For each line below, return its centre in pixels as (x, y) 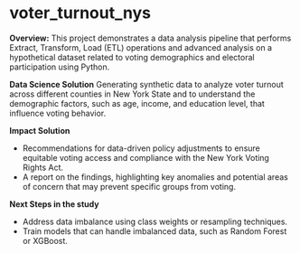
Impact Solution (40, 130)
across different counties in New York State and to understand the (132, 94)
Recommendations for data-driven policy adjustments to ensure (141, 148)
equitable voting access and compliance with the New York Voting (145, 157)
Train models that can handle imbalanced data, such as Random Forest (155, 231)
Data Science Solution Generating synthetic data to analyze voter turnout (147, 84)
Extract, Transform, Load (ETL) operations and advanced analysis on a (141, 47)
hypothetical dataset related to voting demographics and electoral (132, 57)
